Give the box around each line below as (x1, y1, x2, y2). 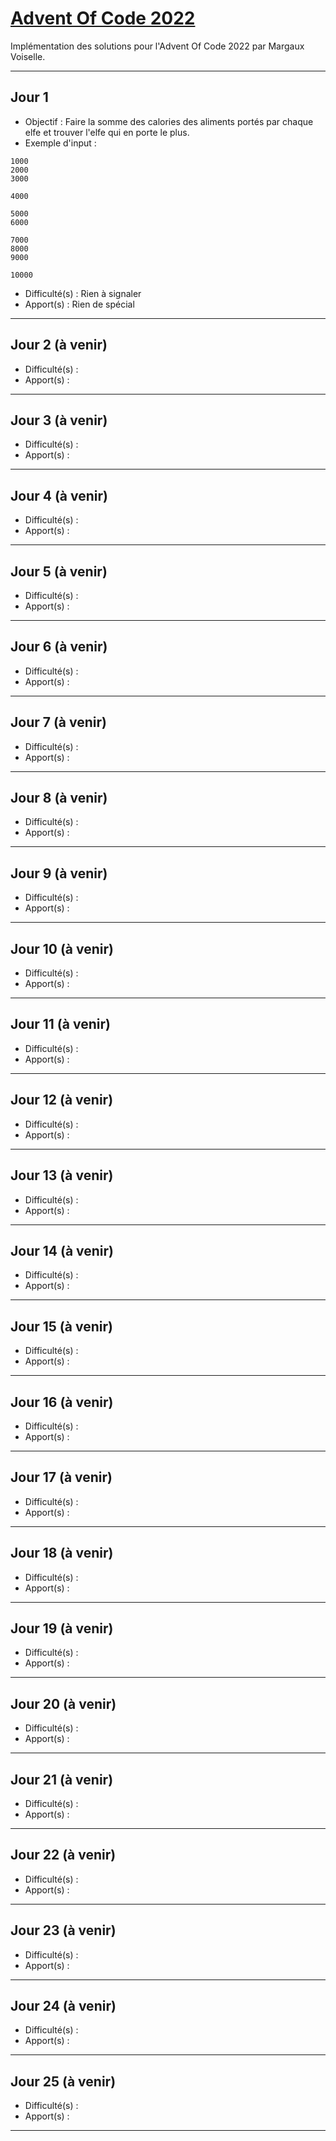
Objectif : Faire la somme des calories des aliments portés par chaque (24, 115, 314, 127)
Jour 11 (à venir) (10, 1016, 111, 1033)
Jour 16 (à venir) (10, 1393, 114, 1411)
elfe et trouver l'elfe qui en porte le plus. (24, 126, 190, 138)
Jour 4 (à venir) (10, 487, 108, 504)
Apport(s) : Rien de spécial (24, 298, 135, 310)
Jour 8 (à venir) (10, 790, 108, 807)
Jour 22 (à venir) (10, 1847, 117, 1864)
